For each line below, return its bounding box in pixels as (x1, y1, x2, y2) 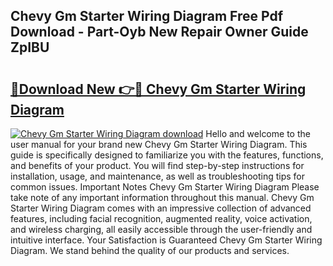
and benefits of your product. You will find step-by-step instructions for (10, 160, 305, 171)
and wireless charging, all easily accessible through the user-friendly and (10, 224, 313, 235)
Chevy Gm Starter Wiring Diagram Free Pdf (10, 8, 284, 25)
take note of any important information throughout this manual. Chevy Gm (10, 192, 315, 203)
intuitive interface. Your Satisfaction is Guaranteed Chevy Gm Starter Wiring (10, 234, 323, 246)
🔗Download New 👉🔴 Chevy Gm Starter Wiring (10, 80, 307, 98)
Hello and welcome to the (205, 128, 311, 139)
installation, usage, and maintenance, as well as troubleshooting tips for (10, 170, 306, 182)
